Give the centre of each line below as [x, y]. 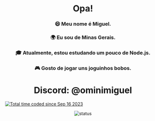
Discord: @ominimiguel [83, 90]
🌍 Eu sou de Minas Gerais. [83, 37]
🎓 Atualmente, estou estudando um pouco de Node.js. [83, 53]
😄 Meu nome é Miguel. [83, 24]
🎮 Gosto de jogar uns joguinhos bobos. [83, 68]
